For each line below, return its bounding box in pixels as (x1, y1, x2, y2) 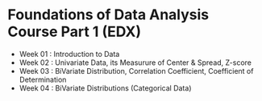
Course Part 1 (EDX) (7, 22, 142, 41)
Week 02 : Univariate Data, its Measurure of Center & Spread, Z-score (19, 58, 252, 67)
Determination (19, 75, 67, 84)
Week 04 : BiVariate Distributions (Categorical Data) (19, 83, 192, 93)
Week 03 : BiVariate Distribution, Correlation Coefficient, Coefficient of (19, 66, 254, 75)
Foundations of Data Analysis (7, 6, 210, 24)
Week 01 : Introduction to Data (19, 49, 120, 59)
